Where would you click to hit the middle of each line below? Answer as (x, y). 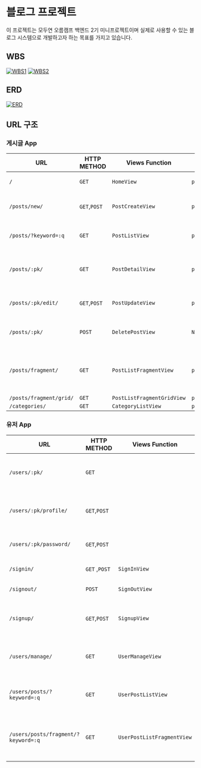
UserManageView (140, 656)
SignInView (134, 569)
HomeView (124, 182)
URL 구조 (22, 124)
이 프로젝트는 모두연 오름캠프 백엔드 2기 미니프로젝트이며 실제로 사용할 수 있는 (97, 30)
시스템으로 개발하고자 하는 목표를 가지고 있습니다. (75, 37)
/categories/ (28, 406)
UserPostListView (143, 694)
